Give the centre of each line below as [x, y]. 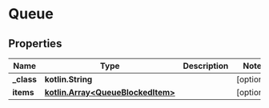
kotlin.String [68, 79]
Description [206, 66]
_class [25, 79]
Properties [35, 44]
